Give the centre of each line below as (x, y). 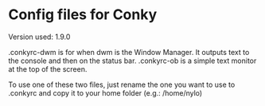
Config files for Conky (83, 15)
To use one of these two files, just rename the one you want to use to (122, 84)
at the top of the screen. (48, 69)
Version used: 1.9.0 (39, 37)
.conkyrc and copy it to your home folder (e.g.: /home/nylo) (105, 92)
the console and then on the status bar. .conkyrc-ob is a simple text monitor (132, 61)
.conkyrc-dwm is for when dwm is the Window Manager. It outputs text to (129, 52)
